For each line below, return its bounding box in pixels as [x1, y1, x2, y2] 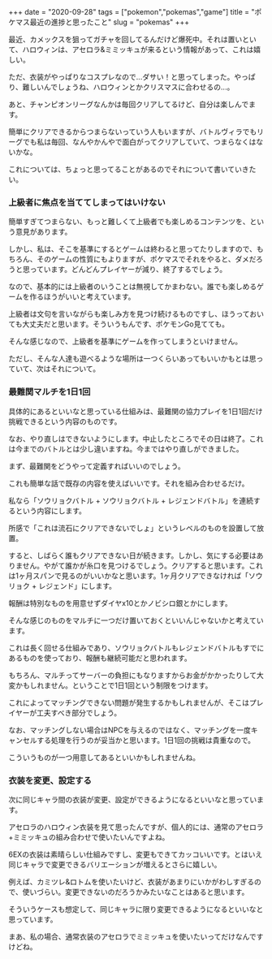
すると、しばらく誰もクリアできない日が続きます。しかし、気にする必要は [8, 551, 257, 560]
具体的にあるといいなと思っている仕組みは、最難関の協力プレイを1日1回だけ [8, 406, 263, 416]
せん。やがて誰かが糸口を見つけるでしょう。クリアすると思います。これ [22, 560, 264, 570]
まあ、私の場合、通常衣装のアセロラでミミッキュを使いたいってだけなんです [8, 931, 264, 941]
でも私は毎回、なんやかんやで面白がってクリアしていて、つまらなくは [22, 137, 257, 146]
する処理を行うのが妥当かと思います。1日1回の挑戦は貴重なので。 [36, 735, 256, 745]
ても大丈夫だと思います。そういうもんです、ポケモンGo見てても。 [8, 319, 230, 329]
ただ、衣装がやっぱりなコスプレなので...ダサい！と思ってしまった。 [8, 72, 235, 81]
